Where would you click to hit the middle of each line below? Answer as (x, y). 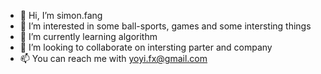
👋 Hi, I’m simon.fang (61, 15)
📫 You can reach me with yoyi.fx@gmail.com (113, 58)
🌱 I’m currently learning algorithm (88, 36)
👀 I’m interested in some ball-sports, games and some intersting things (165, 26)
